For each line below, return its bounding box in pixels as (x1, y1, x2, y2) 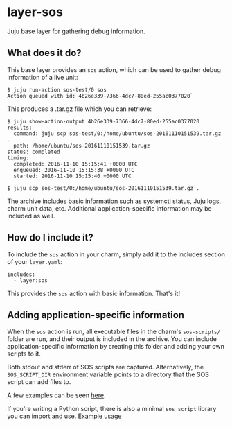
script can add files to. (7, 378, 71, 386)
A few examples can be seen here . (7, 391, 106, 399)
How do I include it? (7, 232, 93, 243)
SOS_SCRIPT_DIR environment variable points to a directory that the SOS (7, 370, 210, 378)
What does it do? (7, 47, 82, 59)
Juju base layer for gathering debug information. (7, 27, 145, 35)
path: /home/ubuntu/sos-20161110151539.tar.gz (13, 142, 150, 149)
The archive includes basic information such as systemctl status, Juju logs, (7, 197, 222, 205)
